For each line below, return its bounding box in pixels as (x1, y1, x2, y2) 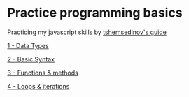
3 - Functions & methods (7, 68, 78, 77)
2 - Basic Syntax (7, 54, 55, 64)
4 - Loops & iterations (7, 82, 70, 90)
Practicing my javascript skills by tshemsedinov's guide (7, 28, 167, 36)
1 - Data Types (7, 41, 49, 50)
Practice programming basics (7, 5, 183, 21)
